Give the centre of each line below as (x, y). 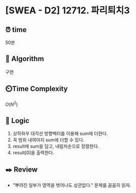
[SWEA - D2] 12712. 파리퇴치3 (68, 10)
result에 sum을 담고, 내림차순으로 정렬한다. (56, 147)
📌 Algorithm (25, 59)
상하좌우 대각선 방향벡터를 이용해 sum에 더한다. (60, 134)
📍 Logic (17, 120)
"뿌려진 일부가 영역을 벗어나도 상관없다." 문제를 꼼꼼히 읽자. (72, 185)
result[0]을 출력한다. (33, 153)
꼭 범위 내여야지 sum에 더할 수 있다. (48, 140)
